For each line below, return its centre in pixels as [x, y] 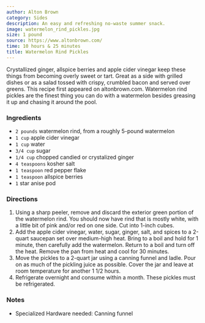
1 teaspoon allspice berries [49, 177]
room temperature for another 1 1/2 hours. [68, 271]
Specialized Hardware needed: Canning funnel [74, 313]
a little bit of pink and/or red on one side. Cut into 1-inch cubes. [95, 226]
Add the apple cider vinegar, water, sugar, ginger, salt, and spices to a [103, 232]
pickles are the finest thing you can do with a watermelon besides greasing [101, 95]
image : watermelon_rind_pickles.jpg [53, 29]
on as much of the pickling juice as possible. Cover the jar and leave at [104, 265]
